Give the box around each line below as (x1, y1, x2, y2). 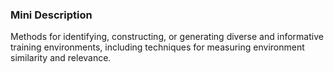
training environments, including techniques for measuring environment (10, 41, 305, 53)
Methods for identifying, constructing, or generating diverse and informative (10, 31, 324, 43)
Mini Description (10, 8, 93, 22)
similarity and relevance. (10, 52, 112, 64)
